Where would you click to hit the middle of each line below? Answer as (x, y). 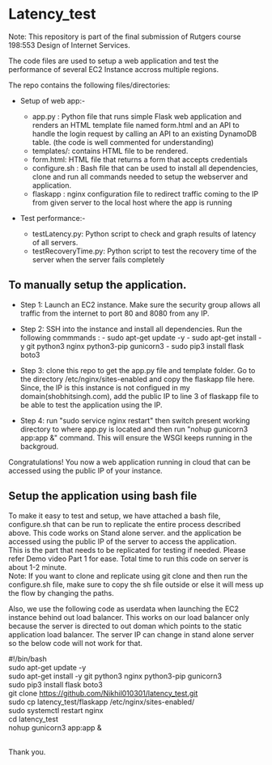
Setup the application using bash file (103, 496)
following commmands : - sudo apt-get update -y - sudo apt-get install (138, 338)
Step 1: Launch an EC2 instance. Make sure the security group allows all (140, 304)
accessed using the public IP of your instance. (86, 470)
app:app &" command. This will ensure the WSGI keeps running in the (136, 437)
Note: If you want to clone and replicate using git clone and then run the (128, 576)
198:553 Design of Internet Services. (70, 45)
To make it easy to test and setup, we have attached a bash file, (115, 516)
